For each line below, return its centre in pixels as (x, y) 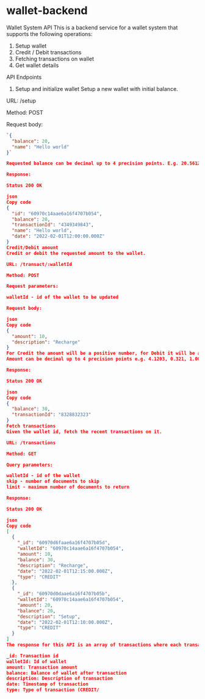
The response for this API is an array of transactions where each (94, 645)
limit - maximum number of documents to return (68, 487)
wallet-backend (47, 11)
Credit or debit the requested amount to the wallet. (76, 253)
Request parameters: (33, 286)
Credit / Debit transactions (48, 52)
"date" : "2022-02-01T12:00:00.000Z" (58, 236)
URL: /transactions (31, 443)
